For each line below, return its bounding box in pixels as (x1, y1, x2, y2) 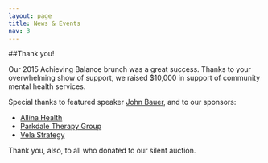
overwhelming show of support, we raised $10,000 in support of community (8, 73, 261, 83)
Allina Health (19, 113, 63, 123)
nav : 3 (8, 27, 31, 35)
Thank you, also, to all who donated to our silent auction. (8, 146, 196, 156)
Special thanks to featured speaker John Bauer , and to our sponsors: (8, 98, 237, 107)
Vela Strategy (19, 130, 65, 140)
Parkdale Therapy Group (19, 122, 102, 132)
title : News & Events (8, 19, 81, 27)
